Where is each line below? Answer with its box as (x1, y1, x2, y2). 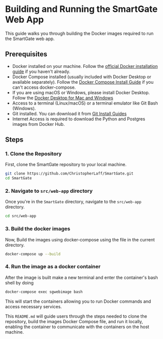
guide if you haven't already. (12, 68, 71, 74)
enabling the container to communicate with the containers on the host (5, 324, 150, 330)
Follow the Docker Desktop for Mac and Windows (12, 95, 114, 101)
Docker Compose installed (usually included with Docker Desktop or (12, 73, 152, 80)
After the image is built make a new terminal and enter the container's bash (5, 274, 158, 281)
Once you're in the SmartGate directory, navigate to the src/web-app (5, 199, 142, 205)
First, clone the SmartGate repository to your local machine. (5, 162, 127, 168)
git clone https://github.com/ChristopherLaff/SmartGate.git (5, 171, 134, 176)
